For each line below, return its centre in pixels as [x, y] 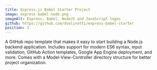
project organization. [26, 63]
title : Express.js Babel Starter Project [48, 10]
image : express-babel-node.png [37, 14]
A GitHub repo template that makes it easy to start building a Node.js [74, 42]
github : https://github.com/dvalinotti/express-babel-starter [69, 23]
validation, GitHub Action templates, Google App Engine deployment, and [78, 52]
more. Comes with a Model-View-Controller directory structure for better [78, 57]
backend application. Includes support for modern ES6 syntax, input [74, 47]
